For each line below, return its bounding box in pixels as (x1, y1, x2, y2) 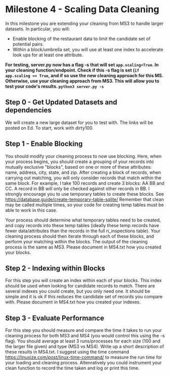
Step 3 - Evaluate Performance (5, 314, 105, 322)
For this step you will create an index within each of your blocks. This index (5, 277, 162, 284)
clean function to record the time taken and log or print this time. (5, 365, 140, 371)
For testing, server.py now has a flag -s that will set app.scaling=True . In (5, 61, 159, 68)
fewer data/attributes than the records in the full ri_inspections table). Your (5, 228, 161, 234)
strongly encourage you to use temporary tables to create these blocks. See (5, 191, 164, 197)
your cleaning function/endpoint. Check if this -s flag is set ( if (5, 67, 140, 73)
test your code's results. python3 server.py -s (5, 83, 104, 89)
